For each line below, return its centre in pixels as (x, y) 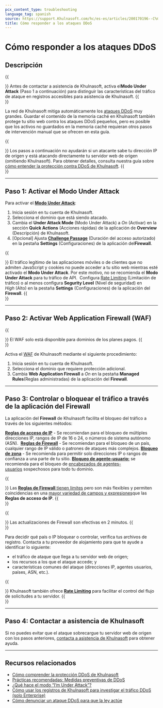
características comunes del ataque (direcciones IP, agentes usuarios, (82, 567)
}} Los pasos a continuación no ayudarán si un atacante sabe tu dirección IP (81, 151)
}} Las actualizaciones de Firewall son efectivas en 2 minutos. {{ (69, 522)
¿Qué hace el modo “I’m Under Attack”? (52, 685)
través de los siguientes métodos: (39, 423)
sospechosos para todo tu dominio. (59, 469)
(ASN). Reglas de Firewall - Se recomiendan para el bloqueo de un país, (78, 443)
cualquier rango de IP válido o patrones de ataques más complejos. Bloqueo (81, 448)
